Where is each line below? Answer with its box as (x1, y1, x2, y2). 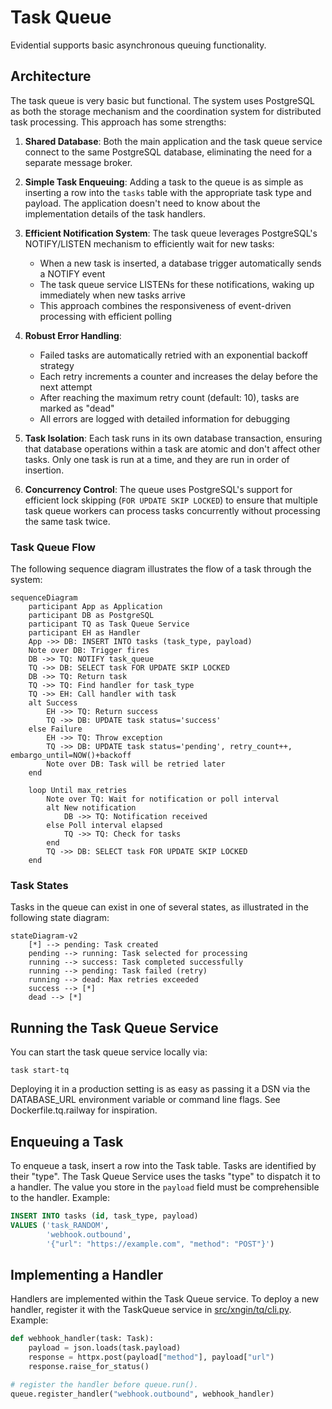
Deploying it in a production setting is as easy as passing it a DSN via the (10, 1083, 311, 1095)
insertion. (24, 464, 65, 476)
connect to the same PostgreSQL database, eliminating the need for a (24, 146, 313, 158)
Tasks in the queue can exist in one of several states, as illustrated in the (10, 901, 309, 913)
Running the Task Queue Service (10, 1019, 219, 1036)
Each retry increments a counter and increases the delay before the (39, 370, 319, 382)
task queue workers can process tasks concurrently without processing (24, 504, 321, 516)
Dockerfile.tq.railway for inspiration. (10, 1104, 158, 1116)
